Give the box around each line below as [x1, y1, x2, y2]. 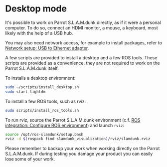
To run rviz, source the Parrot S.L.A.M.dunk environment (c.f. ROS [5, 117, 141, 123]
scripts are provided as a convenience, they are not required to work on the [5, 60, 161, 66]
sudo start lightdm [5, 89, 46, 94]
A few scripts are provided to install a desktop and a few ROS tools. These [5, 54, 158, 60]
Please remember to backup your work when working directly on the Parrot [5, 146, 160, 152]
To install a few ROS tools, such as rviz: [5, 98, 86, 104]
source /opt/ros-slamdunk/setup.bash [5, 132, 84, 137]
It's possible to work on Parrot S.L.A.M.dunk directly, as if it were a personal [5, 19, 161, 25]
